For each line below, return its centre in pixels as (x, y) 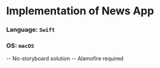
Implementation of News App (80, 11)
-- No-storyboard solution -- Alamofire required (65, 58)
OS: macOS (20, 46)
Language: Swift (31, 30)
